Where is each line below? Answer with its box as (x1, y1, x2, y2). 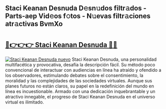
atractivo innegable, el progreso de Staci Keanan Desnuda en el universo (5, 94, 155, 99)
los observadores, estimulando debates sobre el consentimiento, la (5, 72, 143, 78)
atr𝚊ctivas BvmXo (5, 20, 63, 28)
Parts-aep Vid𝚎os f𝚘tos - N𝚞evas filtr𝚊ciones (5, 12, 151, 21)
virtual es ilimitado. (5, 99, 44, 105)
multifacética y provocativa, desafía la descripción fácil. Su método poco (5, 62, 155, 67)
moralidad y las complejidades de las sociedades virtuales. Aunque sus (5, 78, 152, 83)
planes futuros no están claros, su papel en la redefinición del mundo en (5, 83, 154, 89)
